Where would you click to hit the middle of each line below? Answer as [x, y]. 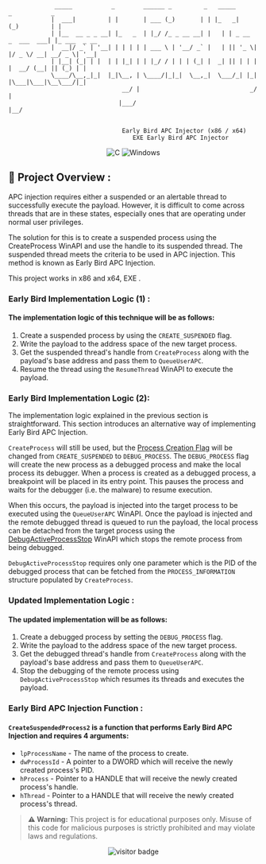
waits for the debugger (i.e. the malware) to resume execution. [110, 490]
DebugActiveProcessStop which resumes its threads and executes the [132, 680]
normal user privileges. [46, 222]
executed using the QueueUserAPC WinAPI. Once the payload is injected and [130, 514]
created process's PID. [57, 770]
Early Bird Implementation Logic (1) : [79, 299]
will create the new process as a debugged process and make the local [125, 465]
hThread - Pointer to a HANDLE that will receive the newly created [127, 796]
